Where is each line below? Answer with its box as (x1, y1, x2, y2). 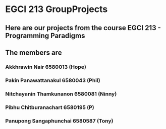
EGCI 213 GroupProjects (5, 4, 108, 15)
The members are (5, 48, 62, 57)
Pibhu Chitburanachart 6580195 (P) (5, 104, 94, 111)
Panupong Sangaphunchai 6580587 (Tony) (5, 117, 114, 124)
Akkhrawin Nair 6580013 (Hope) (5, 63, 87, 70)
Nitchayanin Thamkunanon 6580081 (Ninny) (5, 90, 117, 97)
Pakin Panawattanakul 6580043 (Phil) (5, 77, 100, 84)
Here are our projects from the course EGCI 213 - (5, 24, 161, 32)
